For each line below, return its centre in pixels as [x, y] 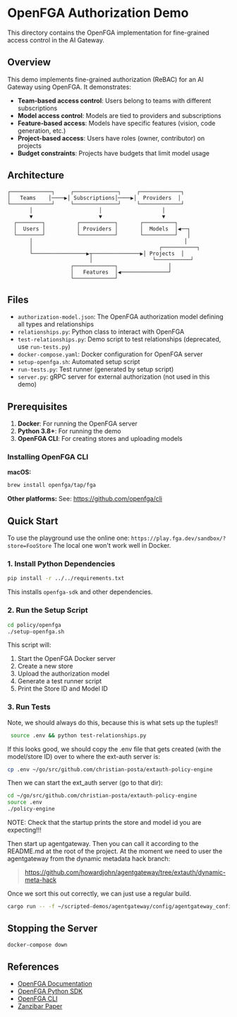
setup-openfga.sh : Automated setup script [79, 362]
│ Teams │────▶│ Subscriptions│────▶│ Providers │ [94, 198]
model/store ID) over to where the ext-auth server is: [84, 756]
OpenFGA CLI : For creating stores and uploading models [100, 439]
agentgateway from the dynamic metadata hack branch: [89, 859]
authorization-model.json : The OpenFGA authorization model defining [120, 317]
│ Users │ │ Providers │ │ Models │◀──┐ [102, 229]
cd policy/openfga [34, 625]
